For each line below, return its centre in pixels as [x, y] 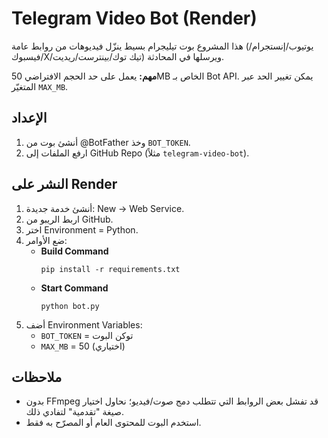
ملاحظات [37, 377]
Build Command [74, 251]
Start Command [74, 288]
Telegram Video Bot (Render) [134, 18]
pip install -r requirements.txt [110, 269]
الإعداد [29, 118]
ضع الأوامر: [46, 240]
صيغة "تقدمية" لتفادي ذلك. [74, 412]
